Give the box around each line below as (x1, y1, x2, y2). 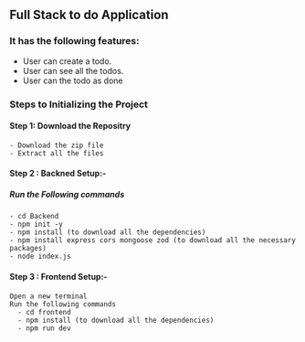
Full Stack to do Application (9, 7, 169, 23)
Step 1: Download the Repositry (9, 121, 131, 132)
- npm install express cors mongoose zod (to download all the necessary (9, 236, 297, 245)
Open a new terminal (9, 292, 89, 301)
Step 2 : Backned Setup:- (9, 168, 107, 179)
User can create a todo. (22, 55, 112, 67)
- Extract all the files (9, 148, 104, 158)
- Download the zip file (9, 141, 104, 150)
